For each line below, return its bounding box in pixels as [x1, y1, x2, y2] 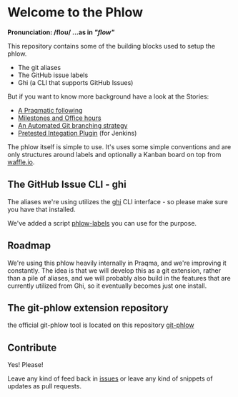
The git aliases [17, 63, 61, 71]
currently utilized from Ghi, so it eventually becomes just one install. [7, 281, 207, 290]
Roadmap [7, 240, 51, 252]
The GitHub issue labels [17, 71, 89, 79]
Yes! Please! [7, 361, 44, 369]
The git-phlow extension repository [7, 301, 169, 314]
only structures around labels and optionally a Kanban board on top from [7, 150, 222, 159]
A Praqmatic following [17, 106, 83, 114]
